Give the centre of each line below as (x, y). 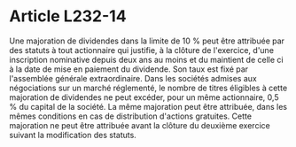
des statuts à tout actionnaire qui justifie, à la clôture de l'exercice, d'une (142, 50)
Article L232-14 (68, 16)
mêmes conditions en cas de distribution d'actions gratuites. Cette (131, 116)
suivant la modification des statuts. (73, 135)
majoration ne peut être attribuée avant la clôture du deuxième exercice (140, 125)
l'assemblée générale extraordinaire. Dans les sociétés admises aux (133, 78)
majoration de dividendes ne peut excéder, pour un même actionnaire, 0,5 (144, 97)
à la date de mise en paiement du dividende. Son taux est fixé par (129, 69)
